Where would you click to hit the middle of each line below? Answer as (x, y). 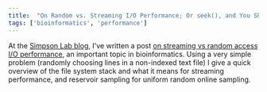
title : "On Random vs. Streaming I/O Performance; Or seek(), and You (129, 15)
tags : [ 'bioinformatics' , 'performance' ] (78, 23)
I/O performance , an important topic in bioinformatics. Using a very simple (130, 54)
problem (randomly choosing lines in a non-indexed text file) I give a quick (130, 62)
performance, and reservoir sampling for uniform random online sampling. (130, 79)
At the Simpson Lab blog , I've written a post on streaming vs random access (133, 45)
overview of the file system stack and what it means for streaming (116, 71)
